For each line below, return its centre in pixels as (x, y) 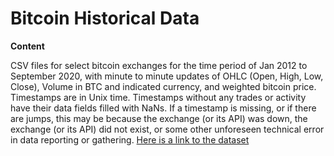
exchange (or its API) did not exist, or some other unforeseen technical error (167, 129)
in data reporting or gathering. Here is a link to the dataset (130, 139)
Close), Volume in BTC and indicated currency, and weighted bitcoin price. (163, 86)
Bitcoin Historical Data (105, 18)
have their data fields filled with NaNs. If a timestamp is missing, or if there (163, 108)
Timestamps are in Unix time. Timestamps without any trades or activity (158, 97)
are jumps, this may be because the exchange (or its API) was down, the (159, 118)
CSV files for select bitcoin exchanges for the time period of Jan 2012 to (159, 65)
